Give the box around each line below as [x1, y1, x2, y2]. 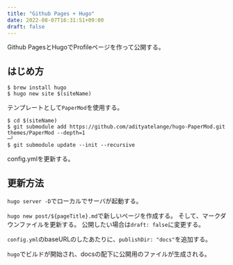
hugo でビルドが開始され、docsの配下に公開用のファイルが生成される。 [7, 250, 211, 258]
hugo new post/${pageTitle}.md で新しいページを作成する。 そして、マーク [7, 211, 220, 220]
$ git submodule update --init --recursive [7, 142, 136, 149]
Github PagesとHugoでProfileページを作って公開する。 [7, 43, 165, 51]
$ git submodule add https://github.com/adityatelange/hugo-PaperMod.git [7, 123, 226, 131]
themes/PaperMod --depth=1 [7, 129, 86, 136]
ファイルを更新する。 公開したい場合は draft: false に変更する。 [19, 220, 205, 228]
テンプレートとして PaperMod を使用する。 [7, 104, 124, 112]
